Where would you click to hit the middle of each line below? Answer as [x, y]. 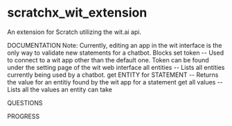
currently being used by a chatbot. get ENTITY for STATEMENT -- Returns [113, 75]
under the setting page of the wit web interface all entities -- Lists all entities [116, 67]
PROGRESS [24, 116]
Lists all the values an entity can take [60, 89]
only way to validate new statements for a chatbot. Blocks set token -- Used [115, 53]
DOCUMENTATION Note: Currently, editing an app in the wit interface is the [115, 45]
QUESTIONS [25, 102]
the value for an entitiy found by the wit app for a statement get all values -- [115, 82]
